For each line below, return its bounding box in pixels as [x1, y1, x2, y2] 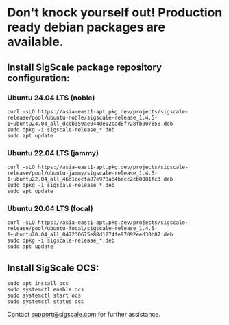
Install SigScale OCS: [7, 262, 99, 273]
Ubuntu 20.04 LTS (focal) [7, 204, 94, 214]
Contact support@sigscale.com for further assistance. [7, 311, 161, 319]
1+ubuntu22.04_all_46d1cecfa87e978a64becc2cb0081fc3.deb [7, 176, 173, 183]
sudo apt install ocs [7, 280, 69, 287]
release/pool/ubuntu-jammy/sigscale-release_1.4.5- [7, 170, 158, 177]
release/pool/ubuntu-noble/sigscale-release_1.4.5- [7, 114, 158, 121]
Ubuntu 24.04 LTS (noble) [7, 93, 95, 102]
